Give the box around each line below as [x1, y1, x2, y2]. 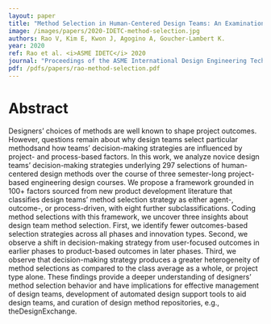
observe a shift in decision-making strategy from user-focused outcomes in [8, 238, 260, 247]
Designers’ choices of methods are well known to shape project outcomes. [8, 126, 257, 136]
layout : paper [8, 11, 56, 20]
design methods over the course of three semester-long [40, 169, 227, 179]
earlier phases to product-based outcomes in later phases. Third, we [8, 246, 236, 255]
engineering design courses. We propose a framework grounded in [31, 177, 254, 187]
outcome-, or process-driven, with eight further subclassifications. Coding [8, 203, 256, 212]
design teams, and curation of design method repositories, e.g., [8, 297, 220, 307]
